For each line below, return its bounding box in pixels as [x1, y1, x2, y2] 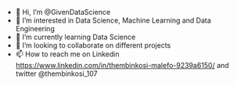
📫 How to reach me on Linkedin [15, 49, 120, 59]
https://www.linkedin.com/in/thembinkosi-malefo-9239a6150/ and [15, 61, 229, 70]
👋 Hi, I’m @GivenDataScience [15, 8, 111, 16]
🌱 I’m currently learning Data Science [15, 32, 136, 41]
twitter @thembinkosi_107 [15, 69, 98, 78]
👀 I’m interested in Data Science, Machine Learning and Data [15, 16, 211, 25]
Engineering [15, 24, 55, 33]
